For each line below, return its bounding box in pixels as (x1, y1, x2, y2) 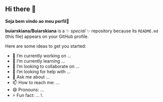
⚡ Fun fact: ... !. (12, 92, 44, 98)
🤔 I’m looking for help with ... (12, 68, 71, 75)
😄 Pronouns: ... (12, 87, 45, 93)
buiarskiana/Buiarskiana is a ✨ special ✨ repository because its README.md (5, 28, 159, 34)
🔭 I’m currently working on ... (12, 53, 71, 59)
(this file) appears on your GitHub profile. (5, 33, 89, 39)
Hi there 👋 (5, 5, 36, 13)
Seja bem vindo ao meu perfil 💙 (5, 18, 69, 24)
